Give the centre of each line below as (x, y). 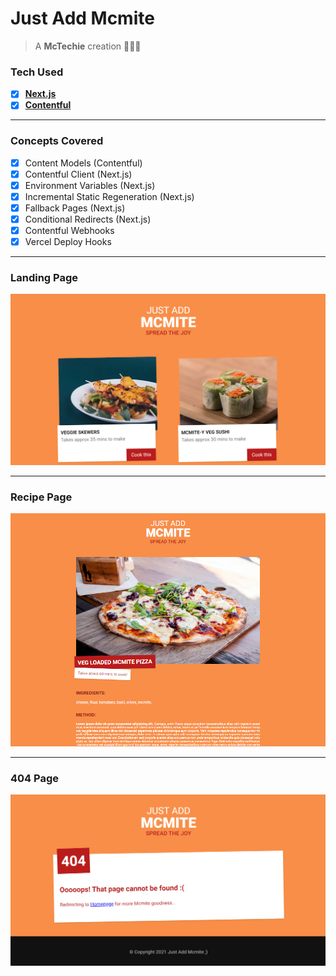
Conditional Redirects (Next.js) (88, 219)
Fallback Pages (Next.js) (75, 208)
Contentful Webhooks (69, 231)
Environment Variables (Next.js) (90, 185)
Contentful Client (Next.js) (78, 174)
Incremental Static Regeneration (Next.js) (109, 196)
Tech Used (37, 72)
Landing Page (44, 278)
